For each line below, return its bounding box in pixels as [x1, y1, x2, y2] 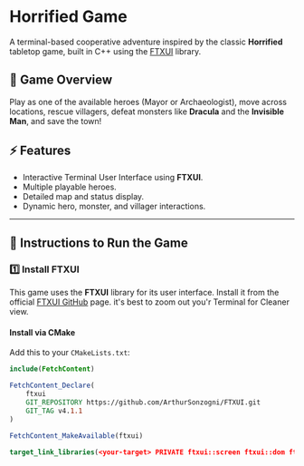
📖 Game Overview [9, 73, 113, 88]
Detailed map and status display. [22, 190, 145, 201]
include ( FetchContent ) [9, 364, 95, 374]
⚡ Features [9, 143, 71, 159]
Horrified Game [9, 6, 128, 27]
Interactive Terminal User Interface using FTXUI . [22, 171, 204, 182]
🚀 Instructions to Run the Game [9, 235, 188, 250]
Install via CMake [9, 326, 76, 337]
